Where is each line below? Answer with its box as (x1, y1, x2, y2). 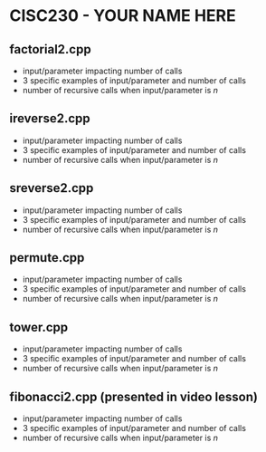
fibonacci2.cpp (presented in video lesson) (9, 389, 258, 404)
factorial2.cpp (9, 42, 92, 57)
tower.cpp (9, 319, 69, 335)
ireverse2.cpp (9, 111, 90, 127)
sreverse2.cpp (9, 180, 94, 196)
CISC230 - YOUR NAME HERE (9, 5, 237, 26)
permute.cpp (9, 250, 85, 265)
